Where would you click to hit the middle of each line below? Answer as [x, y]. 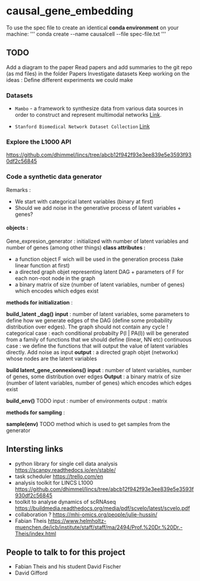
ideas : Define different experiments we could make [70, 80]
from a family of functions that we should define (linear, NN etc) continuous [99, 339]
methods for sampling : [36, 412]
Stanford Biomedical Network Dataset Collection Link [82, 126]
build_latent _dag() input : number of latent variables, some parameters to [98, 314]
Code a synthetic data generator [54, 177]
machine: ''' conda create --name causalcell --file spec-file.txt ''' [86, 34]
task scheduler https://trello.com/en [59, 476]
